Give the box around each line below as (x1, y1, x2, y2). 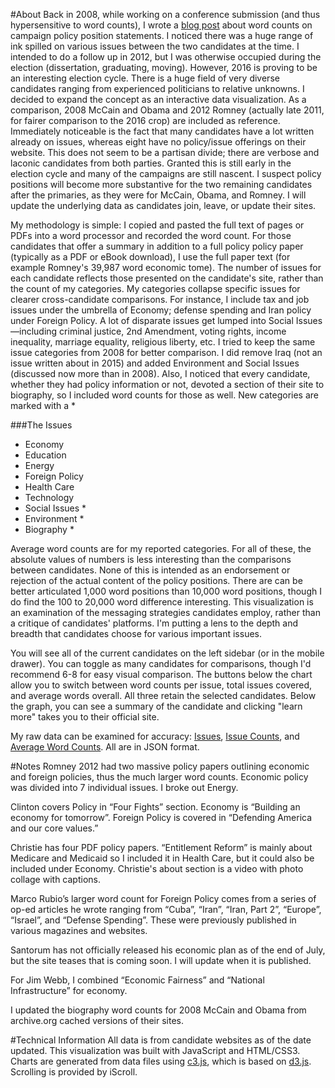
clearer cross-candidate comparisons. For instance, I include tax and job (10, 294, 310, 305)
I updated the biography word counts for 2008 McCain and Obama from (10, 1004, 307, 1016)
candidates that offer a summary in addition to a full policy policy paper (10, 240, 304, 252)
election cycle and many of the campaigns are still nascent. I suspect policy (10, 168, 322, 179)
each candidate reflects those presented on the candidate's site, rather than (10, 272, 324, 284)
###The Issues (10, 419, 73, 431)
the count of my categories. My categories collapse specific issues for (10, 283, 301, 294)
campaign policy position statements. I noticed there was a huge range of (10, 30, 314, 41)
